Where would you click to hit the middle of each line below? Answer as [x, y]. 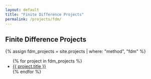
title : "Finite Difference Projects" [45, 14]
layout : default [22, 10]
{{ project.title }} [29, 66]
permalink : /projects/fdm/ [33, 19]
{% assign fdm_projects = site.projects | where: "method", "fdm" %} [76, 51]
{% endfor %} [27, 72]
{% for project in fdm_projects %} [47, 61]
